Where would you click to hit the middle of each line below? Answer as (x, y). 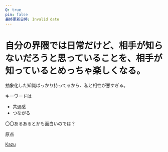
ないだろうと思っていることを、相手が (84, 58)
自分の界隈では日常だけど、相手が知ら (84, 45)
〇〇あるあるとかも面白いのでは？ (40, 124)
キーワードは (18, 96)
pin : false (17, 15)
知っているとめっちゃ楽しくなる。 (75, 70)
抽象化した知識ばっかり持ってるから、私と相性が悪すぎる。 (67, 85)
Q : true (13, 10)
